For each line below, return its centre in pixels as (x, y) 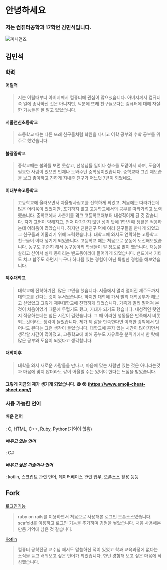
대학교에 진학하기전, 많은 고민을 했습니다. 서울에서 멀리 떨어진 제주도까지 (88, 290)
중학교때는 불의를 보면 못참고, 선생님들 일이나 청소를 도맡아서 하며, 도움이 (89, 165)
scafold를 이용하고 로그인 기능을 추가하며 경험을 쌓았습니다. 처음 (80, 523)
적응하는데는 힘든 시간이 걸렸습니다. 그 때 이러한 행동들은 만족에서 (87, 315)
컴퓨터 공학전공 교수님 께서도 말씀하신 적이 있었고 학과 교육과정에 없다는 (88, 549)
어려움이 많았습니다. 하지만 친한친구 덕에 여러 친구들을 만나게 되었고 (93, 228)
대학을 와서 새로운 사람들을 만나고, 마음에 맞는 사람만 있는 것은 (78, 365)
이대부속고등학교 (22, 190)
